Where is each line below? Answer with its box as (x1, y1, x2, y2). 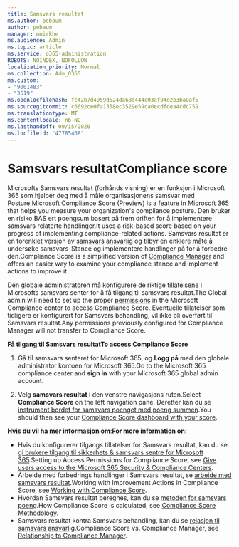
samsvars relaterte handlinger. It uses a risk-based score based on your (7, 222, 216, 230)
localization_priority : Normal (7, 63, 100, 71)
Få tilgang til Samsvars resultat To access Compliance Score (7, 340, 188, 349)
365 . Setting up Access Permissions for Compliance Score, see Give (17, 456, 217, 464)
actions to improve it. (7, 267, 69, 276)
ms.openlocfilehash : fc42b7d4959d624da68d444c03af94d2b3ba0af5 (7, 97, 199, 104)
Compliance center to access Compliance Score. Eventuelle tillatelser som (7, 303, 225, 312)
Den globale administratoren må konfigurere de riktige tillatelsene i (7, 281, 203, 289)
